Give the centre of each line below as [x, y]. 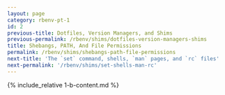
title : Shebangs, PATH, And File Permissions [74, 46]
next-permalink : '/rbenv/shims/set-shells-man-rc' [82, 65]
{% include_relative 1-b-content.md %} [63, 85]
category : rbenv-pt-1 [39, 20]
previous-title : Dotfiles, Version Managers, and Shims [90, 33]
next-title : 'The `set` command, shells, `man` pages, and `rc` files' [113, 59]
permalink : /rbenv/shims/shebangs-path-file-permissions [92, 53]
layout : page [26, 14]
